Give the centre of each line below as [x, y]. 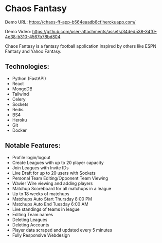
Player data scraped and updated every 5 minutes [62, 230]
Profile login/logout [31, 157]
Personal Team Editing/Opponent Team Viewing [60, 178]
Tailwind [20, 94]
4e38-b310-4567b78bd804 [33, 37]
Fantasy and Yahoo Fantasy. [33, 51]
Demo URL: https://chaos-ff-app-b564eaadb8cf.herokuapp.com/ [70, 22]
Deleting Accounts [31, 224]
